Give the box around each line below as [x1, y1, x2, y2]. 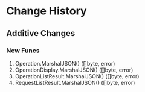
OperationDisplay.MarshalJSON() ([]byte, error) [14, 66, 134, 73]
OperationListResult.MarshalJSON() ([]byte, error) [14, 72, 140, 79]
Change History [6, 4, 87, 18]
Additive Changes [6, 28, 76, 38]
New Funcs [6, 46, 40, 55]
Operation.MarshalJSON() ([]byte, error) [14, 60, 115, 67]
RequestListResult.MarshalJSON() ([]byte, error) [14, 79, 135, 86]
